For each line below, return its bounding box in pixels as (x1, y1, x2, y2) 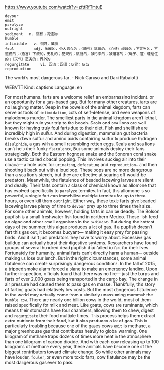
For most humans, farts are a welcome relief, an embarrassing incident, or (5, 94, 154, 99)
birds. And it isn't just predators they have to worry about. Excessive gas (5, 235, 151, 240)
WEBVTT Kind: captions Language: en (5, 84, 82, 90)
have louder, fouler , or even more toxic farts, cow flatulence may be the (5, 354, 151, 360)
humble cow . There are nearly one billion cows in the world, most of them (5, 297, 151, 303)
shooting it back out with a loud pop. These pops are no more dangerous (5, 167, 152, 173)
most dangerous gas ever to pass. (5, 360, 74, 365)
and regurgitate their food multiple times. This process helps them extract (5, 313, 156, 318)
